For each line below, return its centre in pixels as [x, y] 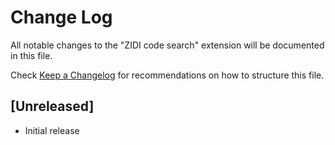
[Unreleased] [52, 106]
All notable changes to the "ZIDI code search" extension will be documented [167, 45]
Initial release [52, 130]
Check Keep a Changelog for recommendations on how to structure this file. [167, 75]
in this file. [31, 55]
